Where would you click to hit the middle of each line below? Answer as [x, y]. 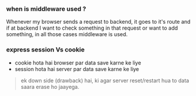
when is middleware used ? [46, 9]
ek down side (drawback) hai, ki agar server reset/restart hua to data [105, 80]
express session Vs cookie [45, 50]
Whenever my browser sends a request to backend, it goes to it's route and [99, 22]
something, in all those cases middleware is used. [67, 34]
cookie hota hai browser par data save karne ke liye [78, 63]
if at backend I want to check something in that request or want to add [92, 28]
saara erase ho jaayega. [50, 87]
